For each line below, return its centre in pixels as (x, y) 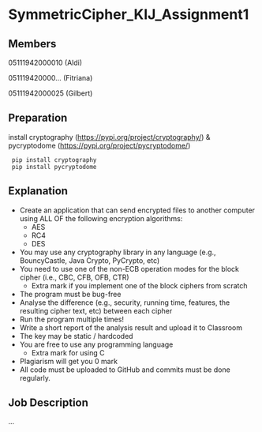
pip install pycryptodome (54, 167)
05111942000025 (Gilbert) (51, 93)
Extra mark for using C (68, 352)
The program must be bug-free (70, 294)
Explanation (38, 191)
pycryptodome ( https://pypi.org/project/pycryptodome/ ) (99, 145)
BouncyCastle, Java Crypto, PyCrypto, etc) (90, 260)
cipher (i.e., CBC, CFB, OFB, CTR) (74, 277)
